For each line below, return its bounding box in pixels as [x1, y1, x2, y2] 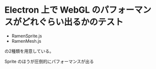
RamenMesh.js [11, 38, 42, 44]
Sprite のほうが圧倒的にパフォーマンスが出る [4, 58, 94, 64]
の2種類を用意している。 [4, 48, 54, 54]
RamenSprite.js [11, 33, 42, 39]
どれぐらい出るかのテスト [21, 17, 124, 28]
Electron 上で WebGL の [4, 4, 101, 16]
